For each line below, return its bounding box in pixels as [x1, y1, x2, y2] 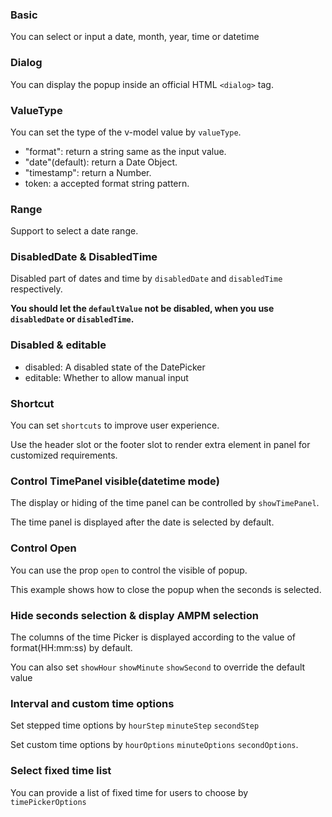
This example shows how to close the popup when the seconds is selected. [10, 583, 322, 595]
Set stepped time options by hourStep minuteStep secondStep [10, 719, 260, 732]
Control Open [10, 541, 77, 555]
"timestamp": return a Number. [24, 166, 152, 178]
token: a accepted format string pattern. [24, 177, 190, 189]
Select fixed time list [10, 764, 112, 778]
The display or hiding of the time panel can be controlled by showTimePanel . [10, 497, 320, 509]
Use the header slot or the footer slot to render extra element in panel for [10, 439, 311, 451]
